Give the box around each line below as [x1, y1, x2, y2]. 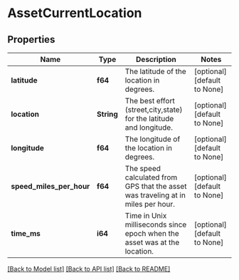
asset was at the [124, 237, 180, 247]
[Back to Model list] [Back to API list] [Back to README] [7, 265, 171, 273]
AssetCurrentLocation [7, 5, 142, 21]
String [97, 109, 119, 119]
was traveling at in [124, 190, 186, 200]
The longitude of [124, 134, 181, 144]
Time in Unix [124, 211, 167, 220]
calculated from [124, 172, 178, 182]
